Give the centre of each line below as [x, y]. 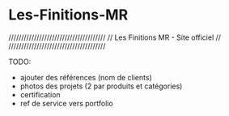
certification [40, 94]
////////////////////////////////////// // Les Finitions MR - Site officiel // [114, 37]
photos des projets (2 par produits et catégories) [101, 86]
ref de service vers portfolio [66, 103]
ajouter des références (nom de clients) [86, 77]
